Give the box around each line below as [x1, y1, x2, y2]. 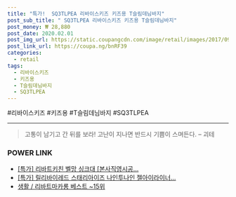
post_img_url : [7, 36, 49, 43]
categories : [7, 50, 42, 57]
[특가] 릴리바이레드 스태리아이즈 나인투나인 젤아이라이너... [17, 173, 176, 182]
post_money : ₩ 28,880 [7, 23, 71, 30]
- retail [13, 56, 39, 63]
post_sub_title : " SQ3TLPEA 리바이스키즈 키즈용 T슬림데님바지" [7, 17, 178, 24]
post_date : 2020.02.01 [7, 29, 74, 37]
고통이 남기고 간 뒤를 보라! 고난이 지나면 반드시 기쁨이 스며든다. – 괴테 [24, 130, 215, 139]
